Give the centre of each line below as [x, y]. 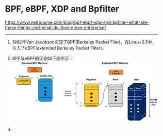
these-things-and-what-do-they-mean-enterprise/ [56, 27]
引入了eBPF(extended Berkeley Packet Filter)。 [59, 48]
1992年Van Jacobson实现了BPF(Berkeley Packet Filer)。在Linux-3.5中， [84, 42]
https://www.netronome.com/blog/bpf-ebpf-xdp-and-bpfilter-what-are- [77, 22]
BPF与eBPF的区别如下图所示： [43, 58]
